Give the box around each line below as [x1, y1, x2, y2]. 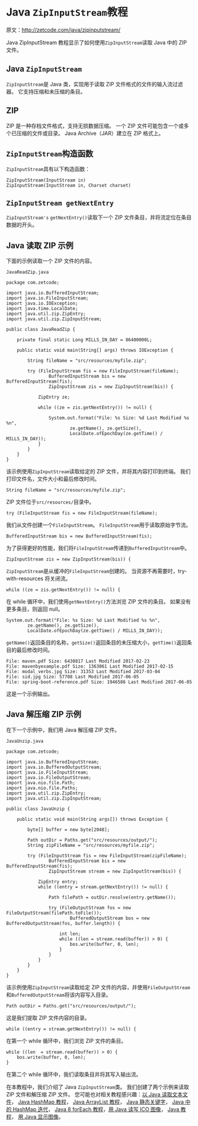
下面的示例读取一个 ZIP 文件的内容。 [6, 257, 95, 264]
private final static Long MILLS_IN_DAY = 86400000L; [17, 337, 152, 343]
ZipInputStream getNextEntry [6, 199, 114, 207]
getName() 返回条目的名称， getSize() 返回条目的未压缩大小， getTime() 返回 [6, 639, 187, 646]
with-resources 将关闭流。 [6, 575, 71, 582]
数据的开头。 [6, 221, 37, 229]
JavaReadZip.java [6, 269, 49, 275]
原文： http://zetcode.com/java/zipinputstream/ [6, 26, 121, 33]
